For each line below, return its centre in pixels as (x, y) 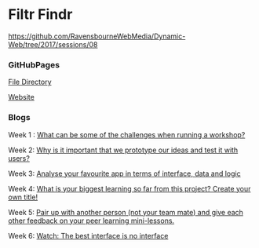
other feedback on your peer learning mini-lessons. (91, 221)
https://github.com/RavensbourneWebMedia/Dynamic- (97, 36)
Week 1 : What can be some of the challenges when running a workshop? (127, 134)
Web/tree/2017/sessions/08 (53, 44)
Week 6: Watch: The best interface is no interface (88, 235)
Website (22, 97)
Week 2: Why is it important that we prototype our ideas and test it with (123, 150)
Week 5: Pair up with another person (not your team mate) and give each (126, 212)
